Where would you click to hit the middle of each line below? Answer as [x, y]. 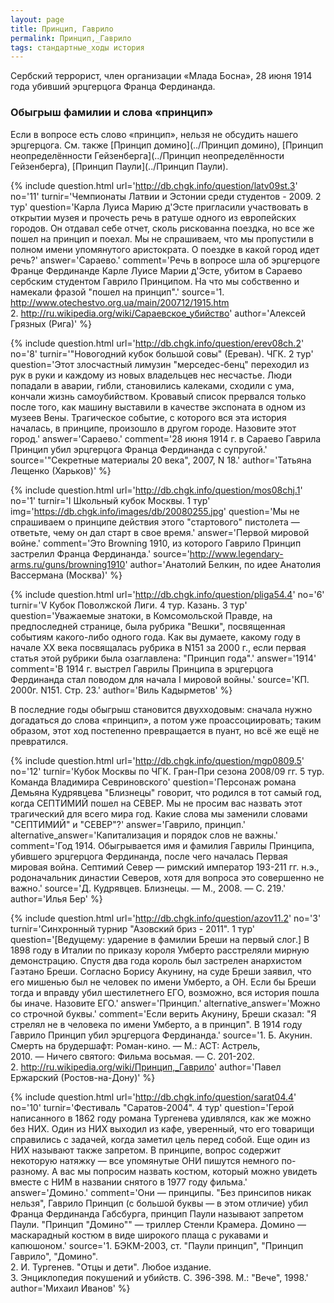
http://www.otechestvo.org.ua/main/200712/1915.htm [120, 302]
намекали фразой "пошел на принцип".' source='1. [117, 292]
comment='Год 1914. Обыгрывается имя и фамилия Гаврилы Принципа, [162, 845]
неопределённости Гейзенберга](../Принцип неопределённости [147, 155]
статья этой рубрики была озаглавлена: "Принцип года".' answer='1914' [163, 658]
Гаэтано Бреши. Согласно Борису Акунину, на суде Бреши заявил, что [161, 971]
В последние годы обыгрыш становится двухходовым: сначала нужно [161, 709]
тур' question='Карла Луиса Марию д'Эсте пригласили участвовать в [159, 207]
